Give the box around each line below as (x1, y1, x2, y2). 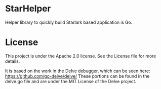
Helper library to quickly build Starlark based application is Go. (5, 19, 132, 25)
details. (5, 58, 20, 64)
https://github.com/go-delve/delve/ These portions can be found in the (5, 73, 150, 79)
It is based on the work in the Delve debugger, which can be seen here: (5, 68, 151, 74)
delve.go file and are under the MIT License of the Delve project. (5, 78, 137, 84)
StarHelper (5, 3, 51, 14)
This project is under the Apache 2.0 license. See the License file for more (5, 53, 157, 59)
